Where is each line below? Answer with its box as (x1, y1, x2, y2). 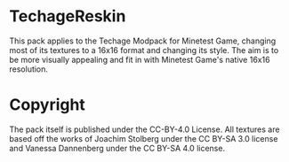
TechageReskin (9, 6, 126, 27)
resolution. (9, 64, 49, 74)
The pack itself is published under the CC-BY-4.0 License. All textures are (9, 124, 280, 135)
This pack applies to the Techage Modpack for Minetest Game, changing (9, 35, 277, 46)
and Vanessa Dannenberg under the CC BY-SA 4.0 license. (9, 143, 225, 153)
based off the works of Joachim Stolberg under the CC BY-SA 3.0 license (9, 133, 278, 143)
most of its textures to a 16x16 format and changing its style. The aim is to (9, 44, 279, 55)
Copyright (9, 95, 86, 115)
